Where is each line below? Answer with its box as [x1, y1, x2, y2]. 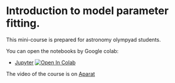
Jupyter [14, 59, 34, 66]
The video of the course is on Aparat [6, 70, 95, 77]
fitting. [6, 16, 40, 30]
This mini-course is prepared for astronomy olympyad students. [6, 36, 161, 43]
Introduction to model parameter [6, 4, 169, 18]
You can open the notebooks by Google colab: [6, 47, 119, 54]
